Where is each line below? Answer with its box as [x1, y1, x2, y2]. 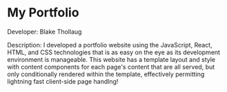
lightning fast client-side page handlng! [7, 77, 119, 85]
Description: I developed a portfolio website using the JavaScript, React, [7, 41, 213, 49]
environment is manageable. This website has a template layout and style [7, 55, 216, 63]
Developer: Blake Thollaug [7, 27, 82, 36]
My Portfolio [7, 5, 79, 21]
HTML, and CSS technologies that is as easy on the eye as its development [7, 48, 221, 56]
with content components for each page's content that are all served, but [7, 62, 215, 71]
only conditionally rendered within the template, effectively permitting [7, 70, 205, 78]
